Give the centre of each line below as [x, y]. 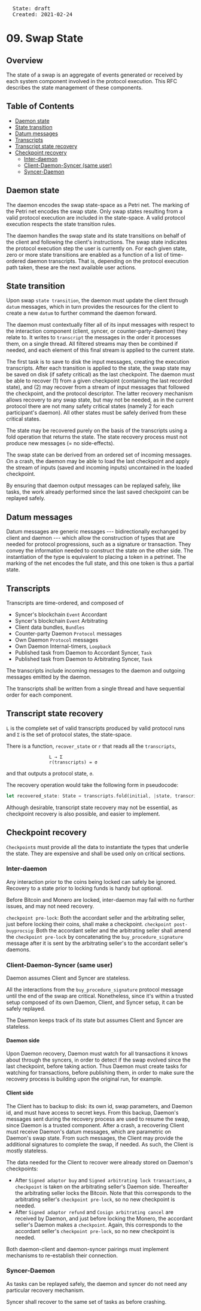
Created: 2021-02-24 [42, 14]
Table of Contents [40, 106]
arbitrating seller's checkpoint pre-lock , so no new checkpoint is [95, 1199]
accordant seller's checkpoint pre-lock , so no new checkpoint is [95, 1231]
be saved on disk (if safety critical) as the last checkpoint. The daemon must [100, 375]
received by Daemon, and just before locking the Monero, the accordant [104, 1218]
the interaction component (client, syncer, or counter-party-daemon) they [97, 331]
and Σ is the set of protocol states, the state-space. [69, 734]
